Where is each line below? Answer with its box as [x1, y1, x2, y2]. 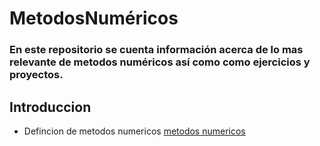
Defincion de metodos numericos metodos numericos [23, 125, 246, 137]
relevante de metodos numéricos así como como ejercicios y [9, 55, 311, 69]
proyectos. [9, 68, 64, 82]
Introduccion [9, 98, 92, 116]
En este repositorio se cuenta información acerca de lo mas [9, 43, 304, 57]
